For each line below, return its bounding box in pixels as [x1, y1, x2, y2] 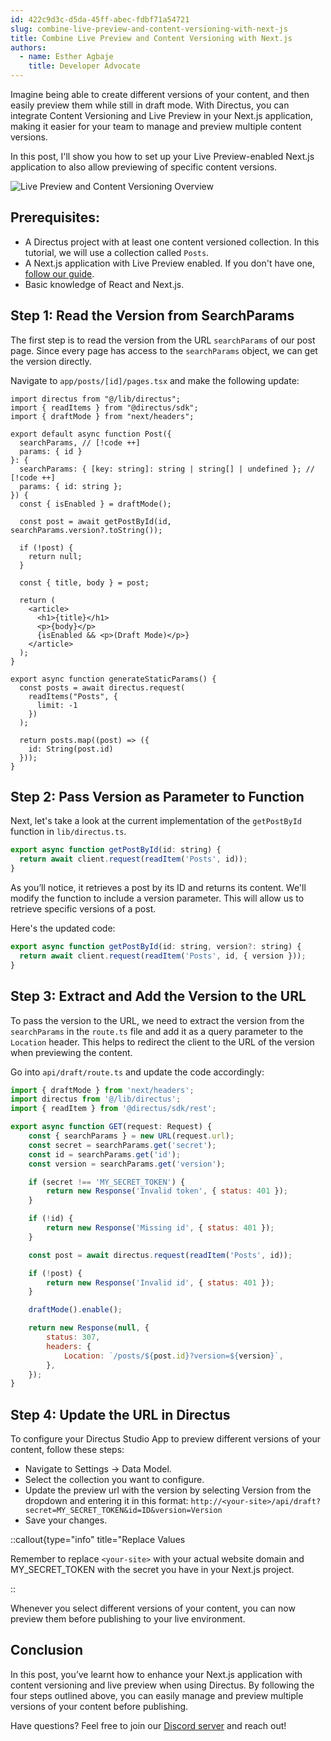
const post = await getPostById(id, [19, 516, 172, 526]
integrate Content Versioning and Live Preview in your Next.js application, [10, 110, 314, 121]
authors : [10, 42, 47, 53]
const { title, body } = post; [19, 577, 150, 588]
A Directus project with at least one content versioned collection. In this [24, 236, 320, 248]
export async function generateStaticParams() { [10, 674, 217, 684]
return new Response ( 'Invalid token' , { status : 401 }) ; [46, 1186, 288, 1196]
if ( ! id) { [28, 1214, 74, 1224]
